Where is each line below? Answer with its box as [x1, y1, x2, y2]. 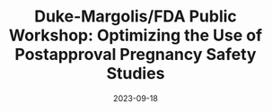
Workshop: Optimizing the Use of [8, 25, 263, 46]
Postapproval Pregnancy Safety [14, 45, 257, 64]
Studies [106, 64, 165, 84]
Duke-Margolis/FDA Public [33, 6, 238, 27]
